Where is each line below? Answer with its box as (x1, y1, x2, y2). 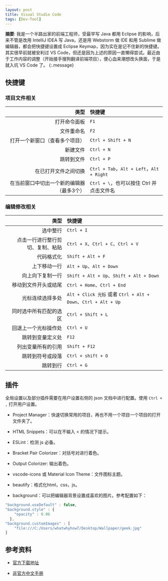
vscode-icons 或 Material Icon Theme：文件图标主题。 (12, 471, 125, 477)
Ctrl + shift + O (66, 353, 108, 359)
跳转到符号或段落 (21, 353, 62, 360)
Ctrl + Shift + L (66, 312, 108, 317)
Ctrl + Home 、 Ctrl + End (66, 281, 126, 288)
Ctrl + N (89, 147, 111, 152)
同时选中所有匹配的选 (11, 308, 62, 315)
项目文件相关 (5, 94, 36, 101)
